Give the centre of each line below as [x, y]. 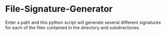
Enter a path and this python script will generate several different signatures [83, 22]
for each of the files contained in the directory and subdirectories [72, 27]
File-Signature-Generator [59, 9]
